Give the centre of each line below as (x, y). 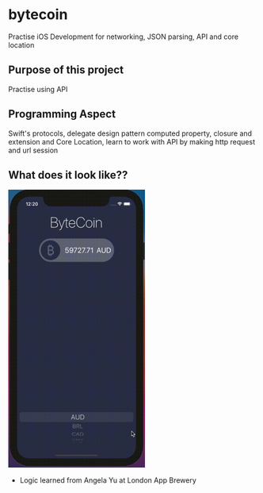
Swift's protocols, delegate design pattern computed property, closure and (130, 133)
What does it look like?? (68, 175)
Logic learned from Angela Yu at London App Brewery (108, 480)
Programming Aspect (62, 114)
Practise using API (38, 89)
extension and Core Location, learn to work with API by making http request (132, 141)
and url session (33, 150)
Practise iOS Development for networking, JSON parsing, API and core (124, 37)
